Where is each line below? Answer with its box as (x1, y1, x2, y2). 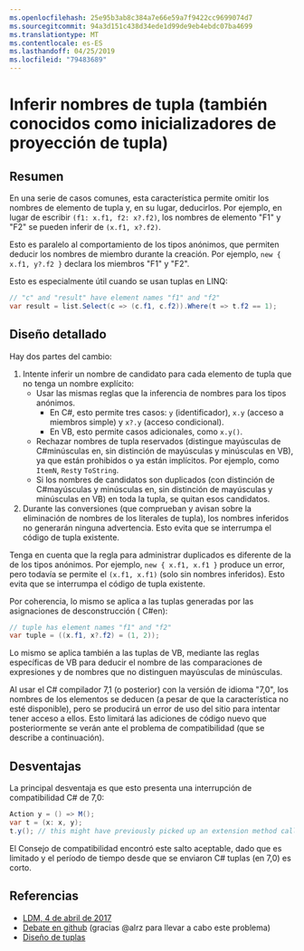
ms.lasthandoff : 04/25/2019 (9, 47, 116, 56)
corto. (9, 861, 32, 873)
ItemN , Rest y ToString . (35, 464, 119, 475)
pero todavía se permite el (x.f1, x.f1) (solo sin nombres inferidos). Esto (9, 568, 285, 579)
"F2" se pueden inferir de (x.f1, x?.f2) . (9, 222, 161, 232)
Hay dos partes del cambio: (9, 350, 112, 362)
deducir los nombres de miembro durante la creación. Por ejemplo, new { (9, 249, 281, 259)
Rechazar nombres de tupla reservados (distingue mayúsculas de (35, 435, 281, 446)
